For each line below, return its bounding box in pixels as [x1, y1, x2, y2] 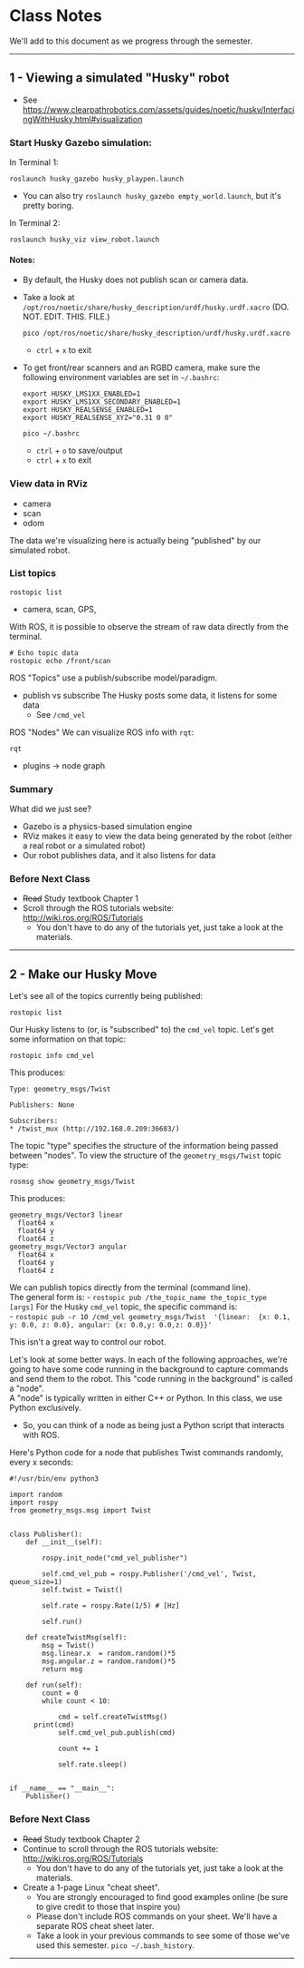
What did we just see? [9, 804, 92, 815]
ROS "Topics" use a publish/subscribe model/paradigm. [9, 672, 218, 683]
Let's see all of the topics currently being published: [9, 991, 204, 1002]
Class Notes [9, 5, 102, 26]
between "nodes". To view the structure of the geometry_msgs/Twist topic [9, 1150, 282, 1161]
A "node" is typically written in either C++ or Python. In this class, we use [9, 1393, 283, 1404]
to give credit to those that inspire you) [35, 1901, 181, 1912]
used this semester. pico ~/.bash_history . [35, 1939, 195, 1951]
